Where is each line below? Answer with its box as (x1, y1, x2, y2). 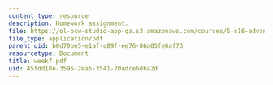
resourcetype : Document (8, 49, 89, 57)
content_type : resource (8, 11, 89, 20)
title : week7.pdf (8, 57, 67, 66)
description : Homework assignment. (8, 19, 129, 28)
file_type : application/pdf (8, 34, 104, 43)
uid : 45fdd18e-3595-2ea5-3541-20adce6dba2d (8, 65, 158, 73)
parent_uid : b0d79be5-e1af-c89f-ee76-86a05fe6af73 (8, 42, 184, 50)
